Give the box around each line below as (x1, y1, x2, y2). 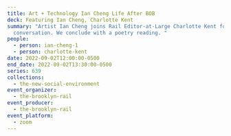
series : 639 (7, 67, 41, 74)
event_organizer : (7, 87, 57, 93)
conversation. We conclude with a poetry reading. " (13, 29, 168, 36)
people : (7, 36, 30, 43)
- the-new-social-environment (13, 80, 100, 87)
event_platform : (7, 112, 54, 119)
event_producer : (7, 100, 54, 106)
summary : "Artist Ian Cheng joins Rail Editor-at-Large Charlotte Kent (7, 23, 217, 30)
